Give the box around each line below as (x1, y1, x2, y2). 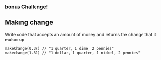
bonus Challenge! (5, 3, 48, 10)
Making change (5, 19, 54, 27)
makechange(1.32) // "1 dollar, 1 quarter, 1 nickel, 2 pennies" (5, 50, 140, 55)
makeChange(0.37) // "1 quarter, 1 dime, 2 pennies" (5, 46, 114, 51)
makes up (5, 37, 25, 42)
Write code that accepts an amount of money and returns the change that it (5, 31, 157, 37)
